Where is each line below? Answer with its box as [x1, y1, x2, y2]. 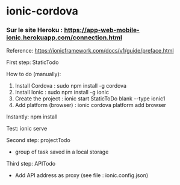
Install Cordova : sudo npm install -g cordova [14, 82, 127, 89]
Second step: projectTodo [6, 137, 70, 144]
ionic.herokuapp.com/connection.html [6, 33, 122, 42]
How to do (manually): [6, 71, 61, 78]
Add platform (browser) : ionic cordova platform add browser [14, 102, 167, 109]
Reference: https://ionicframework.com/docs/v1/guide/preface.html [6, 47, 174, 54]
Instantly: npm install [6, 113, 58, 120]
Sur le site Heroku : [6, 26, 63, 34]
